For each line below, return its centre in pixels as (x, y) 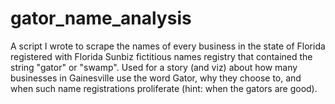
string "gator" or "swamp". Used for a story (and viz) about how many (154, 67)
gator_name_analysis (101, 18)
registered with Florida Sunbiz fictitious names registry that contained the (161, 56)
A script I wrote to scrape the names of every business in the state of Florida (168, 46)
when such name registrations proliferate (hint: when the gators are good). (164, 88)
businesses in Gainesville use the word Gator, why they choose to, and (156, 78)
